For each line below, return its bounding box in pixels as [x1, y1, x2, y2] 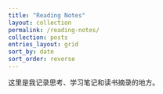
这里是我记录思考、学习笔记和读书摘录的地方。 [8, 78, 159, 87]
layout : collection [8, 19, 72, 27]
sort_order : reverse [8, 56, 76, 63]
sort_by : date [8, 48, 55, 56]
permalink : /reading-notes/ [8, 26, 100, 34]
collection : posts [8, 33, 68, 42]
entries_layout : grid [8, 41, 79, 49]
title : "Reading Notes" [8, 11, 86, 20]
